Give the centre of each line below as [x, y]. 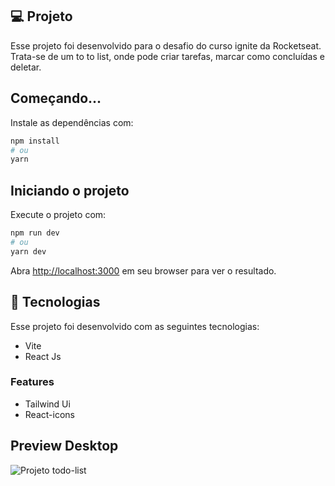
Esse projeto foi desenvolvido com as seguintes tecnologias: [135, 326]
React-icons [49, 414]
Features [32, 382]
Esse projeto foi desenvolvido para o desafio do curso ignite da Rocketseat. [166, 45]
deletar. [26, 67]
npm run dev [35, 233]
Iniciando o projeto [70, 190]
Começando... [56, 98]
